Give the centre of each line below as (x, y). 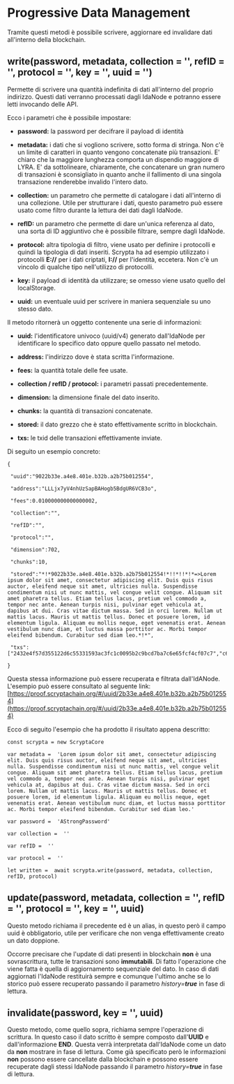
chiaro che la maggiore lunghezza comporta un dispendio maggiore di (118, 159)
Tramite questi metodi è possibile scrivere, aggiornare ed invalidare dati (110, 32)
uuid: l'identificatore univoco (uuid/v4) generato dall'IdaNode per (111, 336)
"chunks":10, (29, 562)
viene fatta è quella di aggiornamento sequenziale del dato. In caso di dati (113, 969)
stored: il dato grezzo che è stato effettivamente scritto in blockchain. (117, 424)
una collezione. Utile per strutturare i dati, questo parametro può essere (120, 202)
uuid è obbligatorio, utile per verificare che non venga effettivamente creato (116, 933)
